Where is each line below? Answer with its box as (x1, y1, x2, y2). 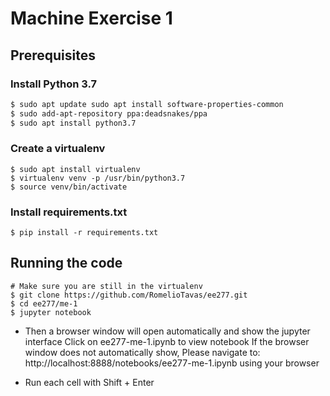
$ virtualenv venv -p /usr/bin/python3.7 (10, 173, 186, 183)
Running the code (10, 255, 123, 272)
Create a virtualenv (10, 142, 106, 156)
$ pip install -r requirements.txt (10, 228, 159, 238)
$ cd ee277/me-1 (10, 298, 78, 309)
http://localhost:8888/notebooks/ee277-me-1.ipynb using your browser (24, 357, 320, 369)
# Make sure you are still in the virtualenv (10, 281, 203, 291)
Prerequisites (10, 47, 96, 64)
